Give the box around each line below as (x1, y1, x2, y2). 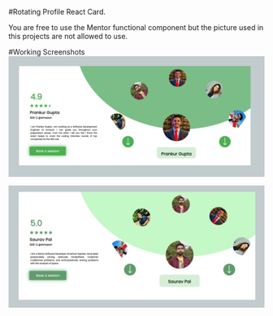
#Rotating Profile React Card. (8, 7, 106, 16)
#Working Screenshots (8, 47, 85, 56)
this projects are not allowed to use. (8, 32, 128, 41)
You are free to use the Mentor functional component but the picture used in (8, 23, 264, 32)
